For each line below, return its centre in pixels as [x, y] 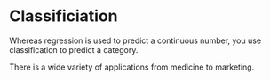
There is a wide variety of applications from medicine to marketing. [132, 67]
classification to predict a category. [74, 49]
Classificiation [64, 16]
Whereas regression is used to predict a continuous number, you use [135, 40]
